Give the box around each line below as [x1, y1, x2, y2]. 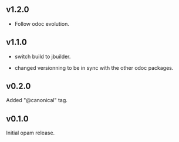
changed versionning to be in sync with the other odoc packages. [14, 64, 174, 71]
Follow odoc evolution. [14, 20, 69, 27]
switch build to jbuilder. [14, 53, 71, 60]
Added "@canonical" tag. [6, 97, 67, 104]
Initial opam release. [6, 129, 55, 137]
